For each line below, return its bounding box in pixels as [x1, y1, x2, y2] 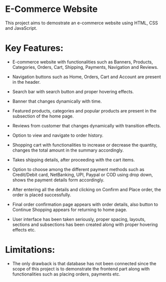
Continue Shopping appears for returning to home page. [12, 207, 127, 213]
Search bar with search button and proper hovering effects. [12, 88, 134, 95]
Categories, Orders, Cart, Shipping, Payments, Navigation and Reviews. [12, 64, 159, 70]
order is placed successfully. [12, 192, 71, 198]
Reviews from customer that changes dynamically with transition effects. [12, 122, 161, 128]
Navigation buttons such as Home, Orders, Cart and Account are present [12, 73, 161, 80]
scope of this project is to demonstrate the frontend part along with [12, 266, 150, 272]
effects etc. [12, 226, 36, 232]
